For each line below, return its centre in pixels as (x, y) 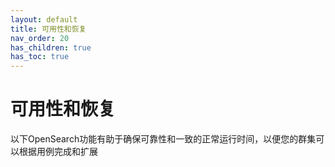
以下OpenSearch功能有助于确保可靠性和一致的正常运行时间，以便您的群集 (163, 139)
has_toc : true (40, 57)
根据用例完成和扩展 (58, 152)
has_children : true (51, 47)
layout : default (44, 19)
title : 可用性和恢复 (48, 29)
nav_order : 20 (40, 38)
